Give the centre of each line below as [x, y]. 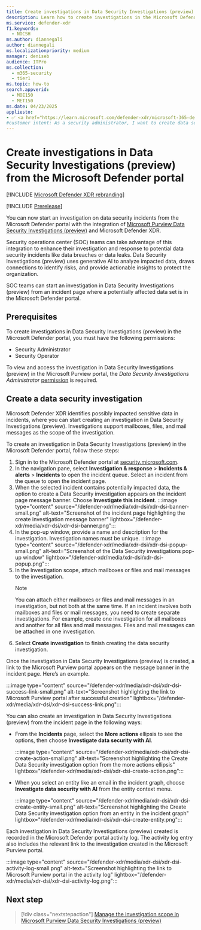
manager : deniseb [28, 56]
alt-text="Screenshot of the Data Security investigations [112, 551]
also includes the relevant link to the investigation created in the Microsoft [97, 844]
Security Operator [37, 355]
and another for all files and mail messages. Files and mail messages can [105, 625]
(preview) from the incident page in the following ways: [74, 722]
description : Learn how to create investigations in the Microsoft [92, 17]
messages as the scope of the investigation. [60, 432]
